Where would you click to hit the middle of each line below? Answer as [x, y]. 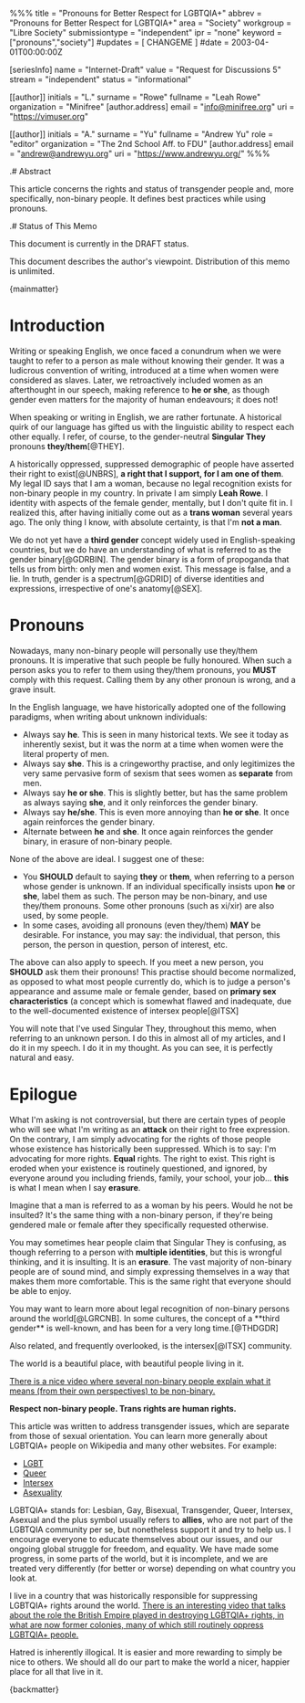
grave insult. [33, 689]
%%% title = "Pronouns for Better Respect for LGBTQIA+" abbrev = [136, 13]
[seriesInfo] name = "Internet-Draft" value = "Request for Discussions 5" [146, 69]
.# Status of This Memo [53, 226]
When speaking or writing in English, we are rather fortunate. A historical [146, 417]
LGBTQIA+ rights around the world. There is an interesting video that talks [148, 1605]
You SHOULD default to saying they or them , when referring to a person [158, 877]
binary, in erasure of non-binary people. [97, 841]
